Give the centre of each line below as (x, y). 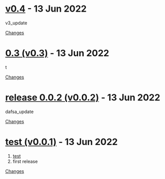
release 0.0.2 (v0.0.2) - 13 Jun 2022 (83, 98)
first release (25, 161)
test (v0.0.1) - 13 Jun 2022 (61, 142)
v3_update (16, 23)
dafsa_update (20, 112)
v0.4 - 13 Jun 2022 (46, 9)
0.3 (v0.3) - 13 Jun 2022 (57, 53)
